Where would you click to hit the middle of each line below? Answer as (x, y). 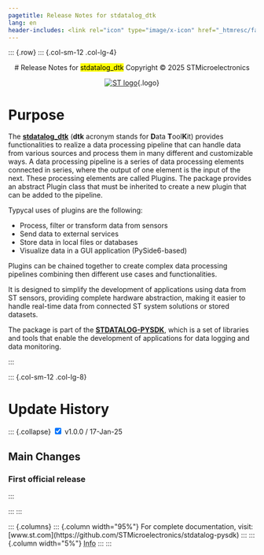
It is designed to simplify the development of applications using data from (127, 290)
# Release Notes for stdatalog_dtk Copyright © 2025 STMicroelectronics (132, 68)
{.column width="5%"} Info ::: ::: (60, 543)
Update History (59, 409)
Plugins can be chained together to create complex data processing (118, 266)
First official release (47, 479)
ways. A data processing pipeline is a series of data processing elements (126, 161)
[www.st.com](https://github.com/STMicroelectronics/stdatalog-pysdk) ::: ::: (132, 535)
